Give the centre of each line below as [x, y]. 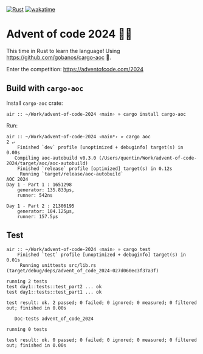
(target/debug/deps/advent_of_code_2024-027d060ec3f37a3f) [83, 271]
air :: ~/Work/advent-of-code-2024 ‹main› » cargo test [78, 249]
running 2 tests [27, 281]
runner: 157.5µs [38, 216]
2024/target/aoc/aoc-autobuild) [47, 163]
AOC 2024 [17, 179]
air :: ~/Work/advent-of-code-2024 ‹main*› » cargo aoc [78, 136]
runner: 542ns [35, 195]
